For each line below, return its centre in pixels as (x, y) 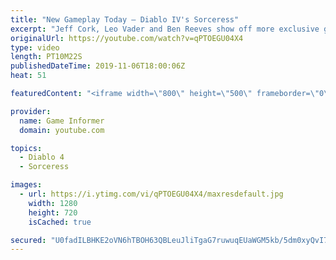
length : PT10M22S (46, 57)
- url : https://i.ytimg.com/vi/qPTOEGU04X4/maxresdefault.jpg (151, 194)
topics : (26, 148)
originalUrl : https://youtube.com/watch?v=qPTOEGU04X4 (127, 38)
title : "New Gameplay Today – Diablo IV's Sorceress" (125, 19)
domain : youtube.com (62, 130)
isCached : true (60, 222)
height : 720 (53, 212)
